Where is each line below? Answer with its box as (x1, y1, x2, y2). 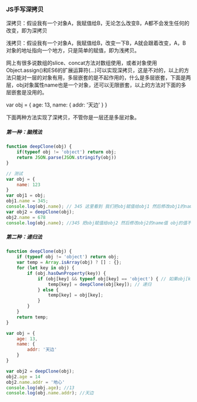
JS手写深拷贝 (6, 5, 44, 13)
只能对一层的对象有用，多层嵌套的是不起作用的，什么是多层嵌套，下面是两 (11, 74, 191, 81)
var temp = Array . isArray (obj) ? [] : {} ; (16, 260, 122, 265)
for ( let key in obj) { (16, 265, 75, 271)
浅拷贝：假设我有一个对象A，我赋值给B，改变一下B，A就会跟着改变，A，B (6, 39, 186, 46)
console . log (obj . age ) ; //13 (6, 384, 75, 391)
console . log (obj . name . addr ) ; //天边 (6, 390, 94, 396)
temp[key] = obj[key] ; (47, 293, 104, 298)
